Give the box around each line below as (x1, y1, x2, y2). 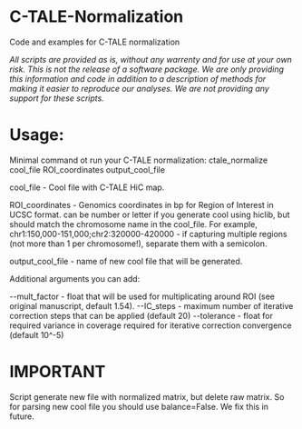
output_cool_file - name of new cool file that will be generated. (9, 255, 243, 266)
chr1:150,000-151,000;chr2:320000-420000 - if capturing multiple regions (9, 228, 287, 239)
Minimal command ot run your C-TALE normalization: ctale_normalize (9, 155, 268, 165)
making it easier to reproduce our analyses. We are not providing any (9, 83, 269, 94)
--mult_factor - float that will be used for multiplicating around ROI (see (9, 291, 275, 302)
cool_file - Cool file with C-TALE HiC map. (9, 182, 165, 193)
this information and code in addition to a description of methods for (9, 73, 267, 84)
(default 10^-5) (9, 329, 64, 340)
